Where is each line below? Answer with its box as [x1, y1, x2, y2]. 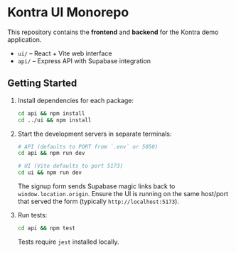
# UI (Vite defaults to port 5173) [17, 163, 124, 170]
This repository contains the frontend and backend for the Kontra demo [7, 28, 219, 36]
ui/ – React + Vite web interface [17, 49, 112, 58]
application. [7, 35, 42, 43]
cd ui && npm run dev [17, 169, 82, 176]
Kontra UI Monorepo [7, 4, 129, 21]
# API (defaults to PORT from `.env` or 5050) [17, 143, 159, 150]
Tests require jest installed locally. [17, 237, 119, 246]
